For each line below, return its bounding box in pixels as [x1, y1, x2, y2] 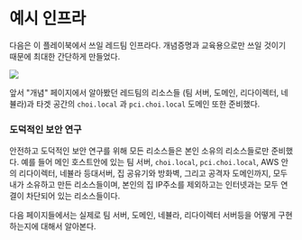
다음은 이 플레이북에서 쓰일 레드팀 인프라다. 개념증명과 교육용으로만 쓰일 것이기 [9, 40, 287, 51]
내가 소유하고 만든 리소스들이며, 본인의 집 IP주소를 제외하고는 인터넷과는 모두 [9, 180, 279, 190]
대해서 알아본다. [40, 221, 96, 232]
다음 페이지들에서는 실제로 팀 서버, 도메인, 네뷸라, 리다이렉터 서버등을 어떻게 [9, 209, 277, 221]
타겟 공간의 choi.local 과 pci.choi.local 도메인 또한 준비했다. [35, 98, 261, 109]
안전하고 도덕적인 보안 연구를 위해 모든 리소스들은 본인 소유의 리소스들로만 [9, 145, 270, 156]
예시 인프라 [9, 8, 87, 29]
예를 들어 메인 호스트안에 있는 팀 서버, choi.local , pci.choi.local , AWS [21, 157, 279, 168]
